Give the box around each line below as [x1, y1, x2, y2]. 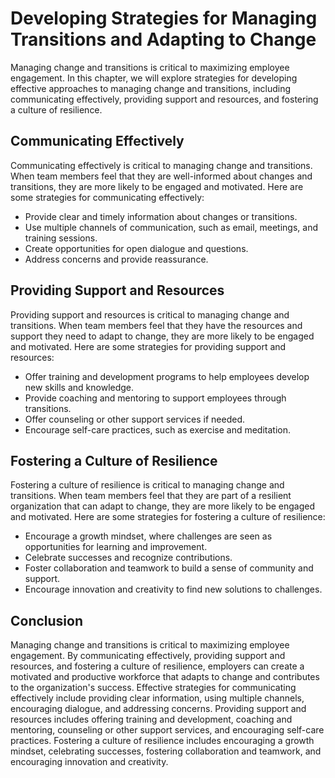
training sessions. [24, 232, 98, 244]
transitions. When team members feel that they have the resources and [10, 319, 303, 331]
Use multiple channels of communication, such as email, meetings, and [24, 221, 319, 233]
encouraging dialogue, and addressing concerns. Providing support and [10, 703, 307, 715]
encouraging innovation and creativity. [10, 756, 169, 768]
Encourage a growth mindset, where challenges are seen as [24, 530, 273, 542]
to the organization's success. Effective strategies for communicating [10, 682, 297, 694]
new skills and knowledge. [24, 381, 135, 393]
